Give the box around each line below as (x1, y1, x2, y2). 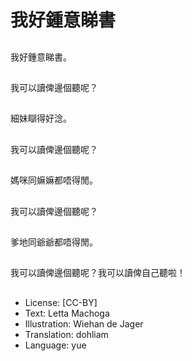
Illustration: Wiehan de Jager (24, 317, 144, 330)
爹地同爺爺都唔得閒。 (10, 236, 98, 248)
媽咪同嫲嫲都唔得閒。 (10, 174, 98, 186)
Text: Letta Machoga (24, 307, 110, 319)
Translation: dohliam (24, 328, 109, 340)
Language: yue (24, 339, 87, 351)
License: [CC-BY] (24, 296, 98, 308)
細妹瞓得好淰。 (10, 112, 72, 125)
